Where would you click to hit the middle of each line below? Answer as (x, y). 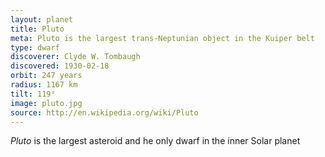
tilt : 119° (33, 94)
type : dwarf (35, 47)
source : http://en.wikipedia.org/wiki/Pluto (104, 112)
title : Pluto (37, 29)
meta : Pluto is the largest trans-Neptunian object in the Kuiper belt (162, 38)
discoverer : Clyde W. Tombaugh (75, 57)
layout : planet (42, 19)
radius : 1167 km (44, 85)
